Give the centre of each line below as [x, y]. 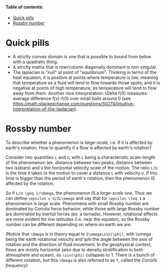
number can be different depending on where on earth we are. [69, 225]
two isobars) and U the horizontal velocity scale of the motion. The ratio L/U [82, 168]
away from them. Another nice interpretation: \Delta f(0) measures [80, 93]
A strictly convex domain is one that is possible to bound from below [82, 57]
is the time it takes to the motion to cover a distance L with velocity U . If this [82, 173]
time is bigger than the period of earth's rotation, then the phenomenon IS [80, 178]
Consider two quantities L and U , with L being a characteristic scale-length [81, 157]
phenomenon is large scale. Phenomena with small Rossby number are [77, 204]
